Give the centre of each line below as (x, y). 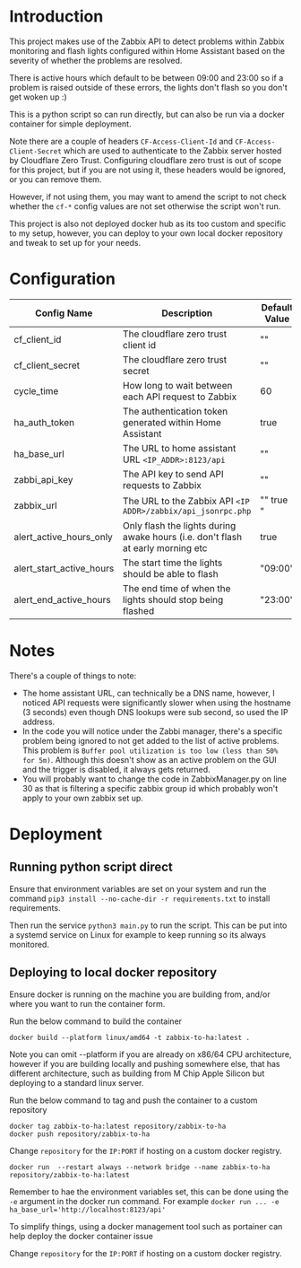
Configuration (63, 279)
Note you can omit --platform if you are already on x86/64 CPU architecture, (150, 1054)
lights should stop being (173, 599)
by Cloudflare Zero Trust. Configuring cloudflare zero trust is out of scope (146, 160)
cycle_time (36, 390)
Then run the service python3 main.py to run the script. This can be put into (148, 925)
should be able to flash (170, 573)
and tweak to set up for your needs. (75, 242)
